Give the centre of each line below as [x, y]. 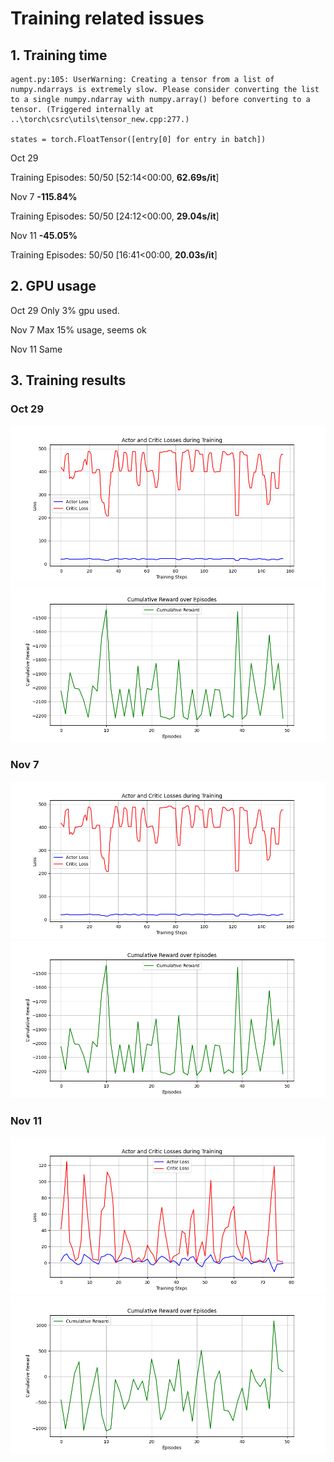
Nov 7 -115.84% [44, 196]
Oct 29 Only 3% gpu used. [65, 310]
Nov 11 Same [36, 349]
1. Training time [59, 55]
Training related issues [107, 18]
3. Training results [68, 380]
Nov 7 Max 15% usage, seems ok [78, 329]
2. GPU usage [53, 286]
